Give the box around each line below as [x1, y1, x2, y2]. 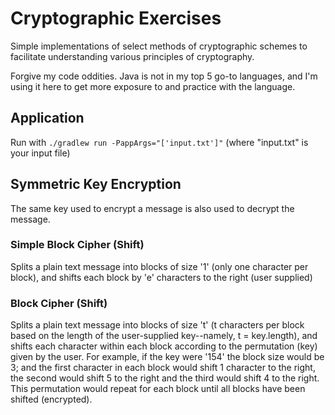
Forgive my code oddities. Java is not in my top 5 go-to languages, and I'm [10, 70, 318, 82]
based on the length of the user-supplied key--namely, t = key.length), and [10, 330, 318, 342]
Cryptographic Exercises [10, 7, 222, 30]
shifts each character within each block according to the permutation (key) [10, 340, 318, 352]
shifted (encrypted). [10, 393, 93, 406]
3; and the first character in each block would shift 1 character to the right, [10, 362, 316, 374]
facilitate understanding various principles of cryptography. [10, 50, 255, 62]
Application [10, 110, 85, 127]
